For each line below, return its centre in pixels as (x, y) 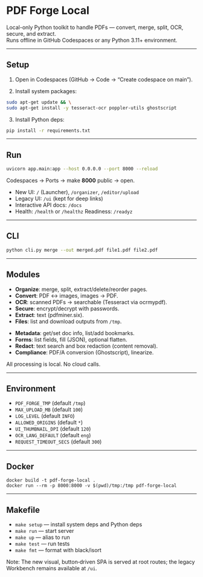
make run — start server (44, 531)
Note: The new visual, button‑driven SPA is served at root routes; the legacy (101, 562)
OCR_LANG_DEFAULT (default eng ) (53, 435)
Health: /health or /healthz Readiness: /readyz (74, 212)
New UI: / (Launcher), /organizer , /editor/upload (77, 192)
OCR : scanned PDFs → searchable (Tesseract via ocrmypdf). (91, 302)
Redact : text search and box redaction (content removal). (86, 346)
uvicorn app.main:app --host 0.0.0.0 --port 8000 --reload (82, 169)
